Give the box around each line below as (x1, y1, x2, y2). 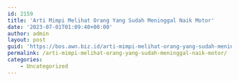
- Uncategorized (20, 63, 69, 70)
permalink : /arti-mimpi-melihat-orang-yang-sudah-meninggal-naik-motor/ (7, 50, 228, 57)
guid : (7, 43, 23, 50)
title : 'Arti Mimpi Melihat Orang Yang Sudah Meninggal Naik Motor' (7, 17, 215, 24)
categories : (7, 56, 43, 63)
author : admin (7, 30, 50, 37)
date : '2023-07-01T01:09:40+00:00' (7, 23, 113, 30)
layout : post (7, 37, 46, 44)
